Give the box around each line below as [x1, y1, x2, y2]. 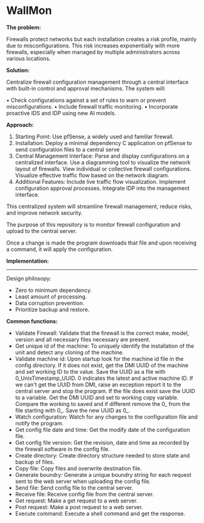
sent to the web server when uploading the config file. [15, 477, 151, 485]
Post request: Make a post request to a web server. [15, 503, 143, 510]
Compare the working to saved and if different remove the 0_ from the [15, 400, 190, 407]
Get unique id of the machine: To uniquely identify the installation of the [15, 342, 194, 349]
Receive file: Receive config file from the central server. [15, 490, 154, 498]
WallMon [6, 4, 52, 18]
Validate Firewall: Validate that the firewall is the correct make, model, [15, 329, 189, 337]
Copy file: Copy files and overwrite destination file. [15, 465, 142, 472]
